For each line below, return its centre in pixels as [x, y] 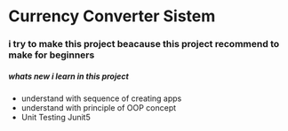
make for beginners [52, 55]
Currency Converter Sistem [112, 16]
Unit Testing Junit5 [56, 118]
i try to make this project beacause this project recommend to [144, 44]
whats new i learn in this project [69, 76]
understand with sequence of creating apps [101, 98]
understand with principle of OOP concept [99, 108]
